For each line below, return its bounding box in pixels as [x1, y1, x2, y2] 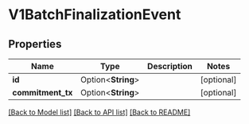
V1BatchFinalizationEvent [8, 6, 181, 24]
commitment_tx [12, 87, 73, 98]
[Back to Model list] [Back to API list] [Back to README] [8, 107, 191, 117]
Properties [8, 37, 62, 51]
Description [146, 61, 193, 72]
